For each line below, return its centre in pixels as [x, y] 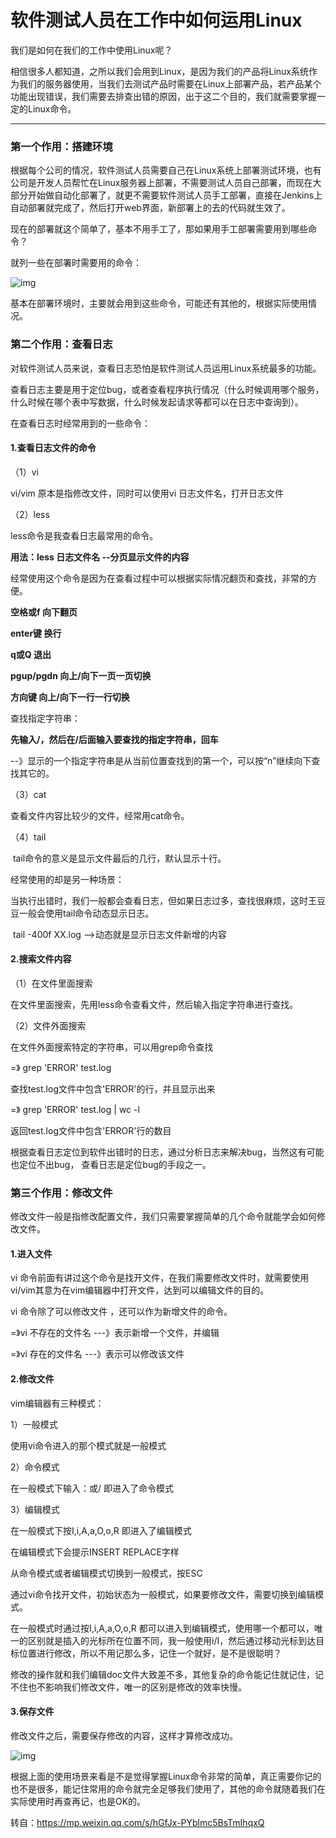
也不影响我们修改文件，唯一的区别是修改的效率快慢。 [137, 1687]
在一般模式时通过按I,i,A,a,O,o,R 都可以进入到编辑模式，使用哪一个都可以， [162, 1628]
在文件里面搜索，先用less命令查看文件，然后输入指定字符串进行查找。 [154, 1004]
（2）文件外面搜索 [48, 1025]
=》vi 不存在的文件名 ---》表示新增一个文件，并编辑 [115, 1333]
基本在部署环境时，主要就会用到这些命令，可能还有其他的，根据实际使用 [159, 303]
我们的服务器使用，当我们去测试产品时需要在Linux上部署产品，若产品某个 [170, 83]
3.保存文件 [32, 1712]
